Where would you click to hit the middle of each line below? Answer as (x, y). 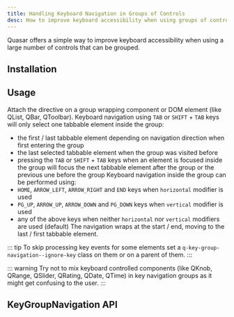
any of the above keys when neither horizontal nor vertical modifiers (118, 219)
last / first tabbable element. (58, 234)
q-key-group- (201, 247)
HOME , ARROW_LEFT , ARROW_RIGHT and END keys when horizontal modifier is (120, 189)
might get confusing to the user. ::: (57, 283)
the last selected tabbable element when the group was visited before (117, 152)
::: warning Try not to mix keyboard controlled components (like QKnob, (110, 268)
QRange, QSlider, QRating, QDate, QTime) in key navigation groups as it (110, 275)
